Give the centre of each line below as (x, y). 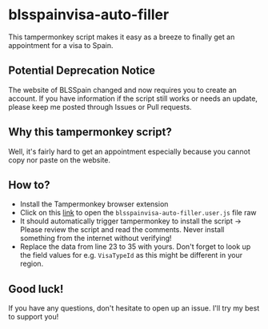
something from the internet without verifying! (96, 239)
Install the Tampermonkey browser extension (94, 204)
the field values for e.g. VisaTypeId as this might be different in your (131, 255)
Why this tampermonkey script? (90, 132)
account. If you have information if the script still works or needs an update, (133, 98)
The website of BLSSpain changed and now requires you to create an (123, 90)
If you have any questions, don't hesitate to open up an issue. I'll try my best (134, 308)
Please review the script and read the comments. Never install (122, 230)
